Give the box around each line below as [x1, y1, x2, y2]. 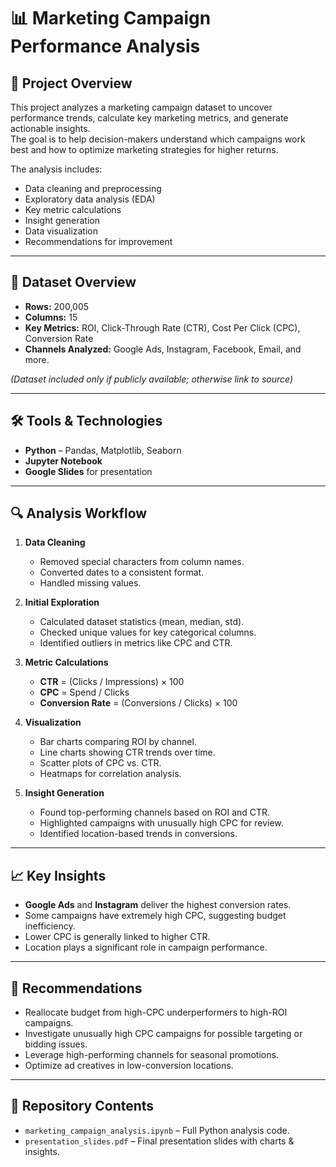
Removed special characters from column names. [39, 556, 245, 568]
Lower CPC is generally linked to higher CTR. [24, 931, 211, 943]
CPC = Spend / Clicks [39, 686, 130, 699]
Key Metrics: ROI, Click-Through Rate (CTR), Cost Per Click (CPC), [24, 321, 301, 334]
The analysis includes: [10, 163, 103, 175]
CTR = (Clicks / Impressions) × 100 [39, 676, 185, 688]
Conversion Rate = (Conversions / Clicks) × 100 [39, 697, 238, 709]
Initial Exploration [24, 596, 100, 609]
